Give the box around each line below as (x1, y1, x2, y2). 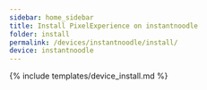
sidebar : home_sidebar (9, 12, 94, 22)
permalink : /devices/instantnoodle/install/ (9, 37, 178, 47)
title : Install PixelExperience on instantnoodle (9, 21, 199, 30)
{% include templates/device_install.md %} (9, 70, 168, 81)
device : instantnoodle (9, 46, 94, 55)
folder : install (9, 29, 70, 38)
